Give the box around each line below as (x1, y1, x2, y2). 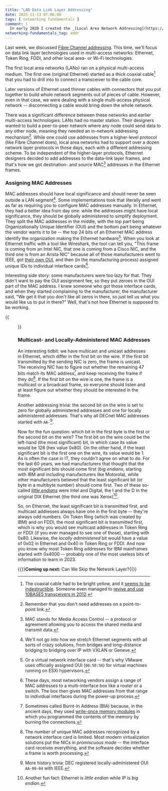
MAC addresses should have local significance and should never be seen (5, 191, 156, 197)
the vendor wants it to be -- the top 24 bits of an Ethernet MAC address (5, 229, 152, 235)
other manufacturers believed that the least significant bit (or (17, 477, 143, 483)
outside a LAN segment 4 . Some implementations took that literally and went (5, 196, 161, 203)
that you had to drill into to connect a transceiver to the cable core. (5, 76, 142, 82)
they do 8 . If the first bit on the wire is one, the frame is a (17, 375, 133, 382)
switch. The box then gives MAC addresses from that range (24, 688, 148, 694)
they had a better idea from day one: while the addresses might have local (5, 207, 158, 213)
